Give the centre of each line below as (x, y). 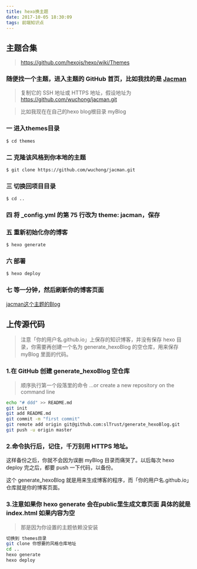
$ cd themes (21, 141)
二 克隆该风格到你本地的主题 (46, 157)
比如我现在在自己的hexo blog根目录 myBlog (73, 112)
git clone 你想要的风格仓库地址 (41, 544)
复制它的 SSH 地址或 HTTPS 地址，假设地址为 (76, 93)
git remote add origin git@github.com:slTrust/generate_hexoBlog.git (93, 425)
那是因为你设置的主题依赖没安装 (59, 527)
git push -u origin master (39, 430)
